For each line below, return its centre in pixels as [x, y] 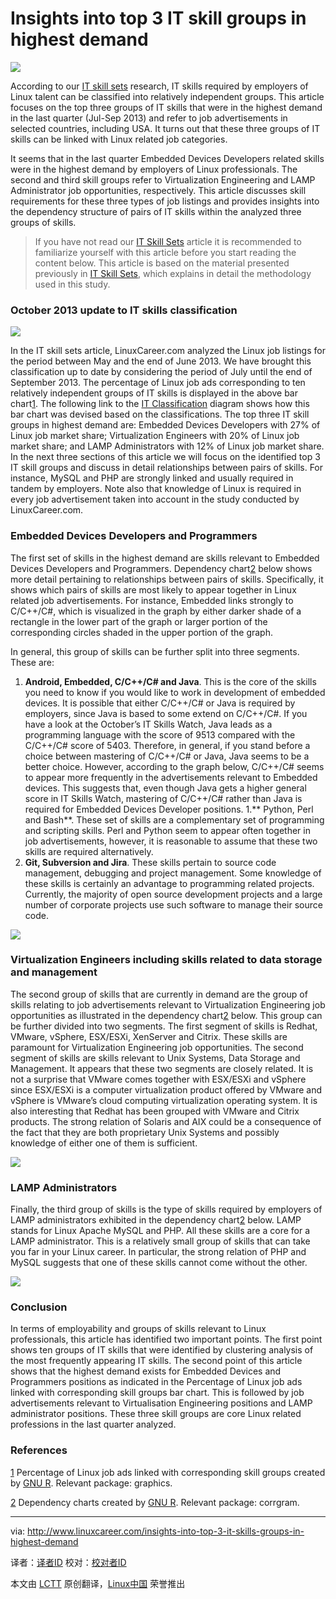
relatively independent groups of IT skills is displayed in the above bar [154, 393]
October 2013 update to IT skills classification [124, 310]
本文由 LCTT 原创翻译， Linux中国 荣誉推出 [98, 1583]
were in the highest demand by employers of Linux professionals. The [154, 169]
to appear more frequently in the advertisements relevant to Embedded [171, 777]
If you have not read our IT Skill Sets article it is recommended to [168, 241]
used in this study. [72, 284]
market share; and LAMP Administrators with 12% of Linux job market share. [167, 446]
